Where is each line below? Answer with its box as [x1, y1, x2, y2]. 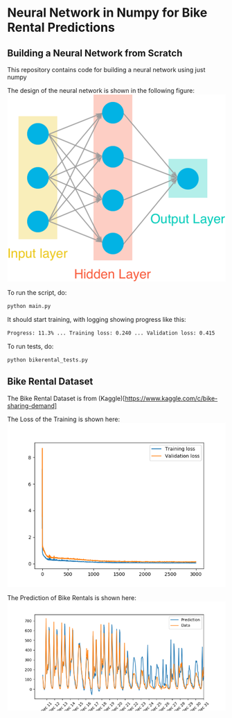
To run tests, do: [7, 342, 54, 351]
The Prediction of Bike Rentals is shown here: [7, 593, 136, 601]
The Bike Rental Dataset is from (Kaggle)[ [7, 394, 125, 402]
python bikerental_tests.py [7, 357, 89, 364]
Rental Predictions [7, 19, 116, 35]
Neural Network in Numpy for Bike [7, 5, 208, 21]
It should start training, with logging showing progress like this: [7, 316, 186, 324]
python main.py [7, 303, 51, 310]
